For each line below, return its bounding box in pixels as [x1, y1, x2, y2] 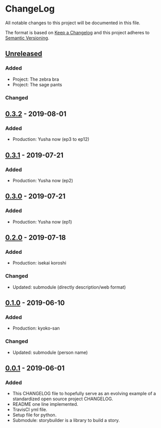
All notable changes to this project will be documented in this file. [5, 20, 141, 26]
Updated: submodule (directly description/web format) [12, 284, 126, 290]
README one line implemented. [12, 401, 78, 407]
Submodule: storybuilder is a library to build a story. [12, 417, 120, 423]
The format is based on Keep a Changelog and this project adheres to [5, 29, 150, 35]
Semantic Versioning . [5, 35, 49, 41]
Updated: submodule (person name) [12, 349, 88, 355]
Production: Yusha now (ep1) [12, 219, 72, 225]
